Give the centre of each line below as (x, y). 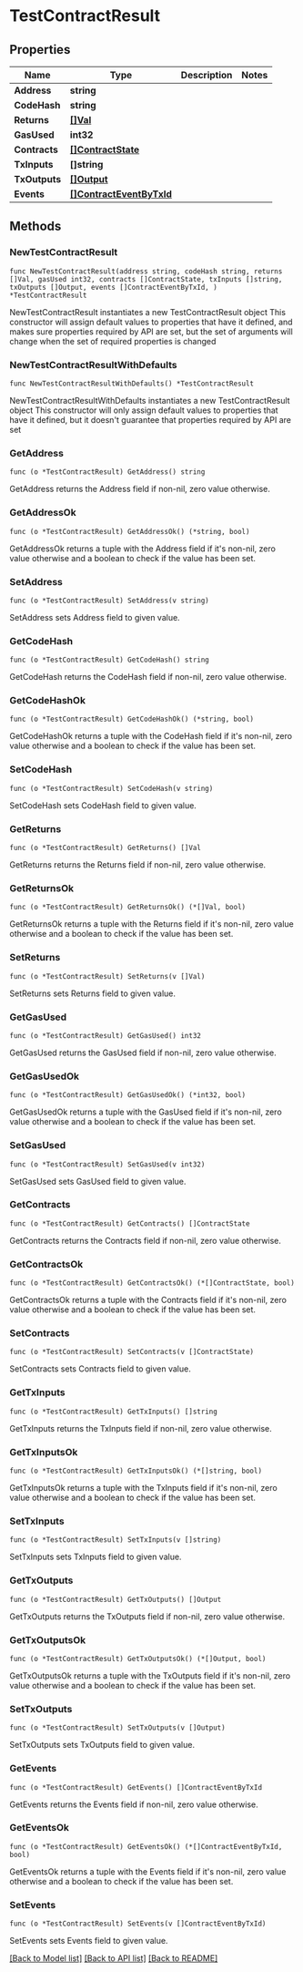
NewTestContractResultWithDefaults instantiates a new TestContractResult (150, 400)
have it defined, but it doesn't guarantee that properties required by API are (150, 419)
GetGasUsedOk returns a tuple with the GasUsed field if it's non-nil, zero (146, 1112)
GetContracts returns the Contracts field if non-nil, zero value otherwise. (146, 1240)
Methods (35, 226)
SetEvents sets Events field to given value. (89, 1941)
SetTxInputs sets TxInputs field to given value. (96, 1557)
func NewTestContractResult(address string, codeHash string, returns (146, 271)
